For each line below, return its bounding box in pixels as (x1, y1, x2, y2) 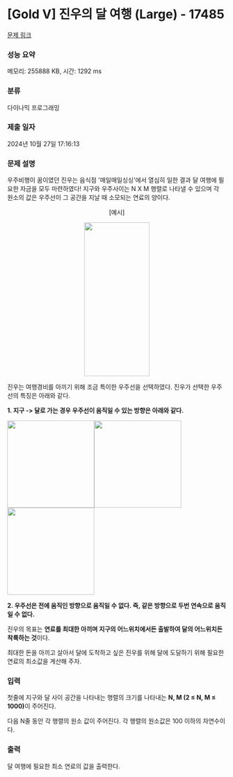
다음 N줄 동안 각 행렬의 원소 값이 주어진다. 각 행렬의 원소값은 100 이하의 (7, 717, 202, 725)
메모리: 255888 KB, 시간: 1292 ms (7, 67, 102, 75)
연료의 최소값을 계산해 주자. (7, 657, 82, 666)
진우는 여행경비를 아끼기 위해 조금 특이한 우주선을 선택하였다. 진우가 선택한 (7, 383, 210, 391)
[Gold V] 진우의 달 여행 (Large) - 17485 (7, 6, 225, 22)
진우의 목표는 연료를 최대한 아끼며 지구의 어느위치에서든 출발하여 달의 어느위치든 (7, 625, 223, 633)
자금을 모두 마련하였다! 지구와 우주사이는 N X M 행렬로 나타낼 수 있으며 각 (19, 185, 220, 193)
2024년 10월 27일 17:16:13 (7, 139, 80, 148)
